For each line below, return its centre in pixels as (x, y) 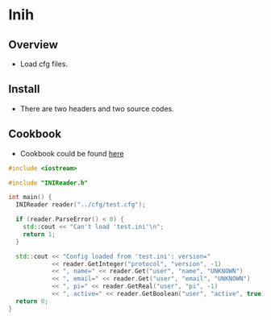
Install (24, 89)
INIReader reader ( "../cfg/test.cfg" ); (81, 205)
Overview (33, 45)
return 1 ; (40, 234)
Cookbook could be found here (72, 153)
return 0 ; (32, 301)
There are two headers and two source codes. (97, 108)
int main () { (30, 197)
